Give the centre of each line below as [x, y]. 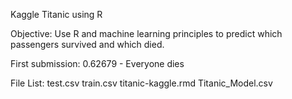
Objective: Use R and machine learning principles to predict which [146, 33]
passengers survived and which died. [87, 44]
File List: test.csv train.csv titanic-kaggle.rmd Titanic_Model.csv [141, 83]
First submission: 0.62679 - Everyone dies [97, 63]
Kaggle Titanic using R [56, 14]
